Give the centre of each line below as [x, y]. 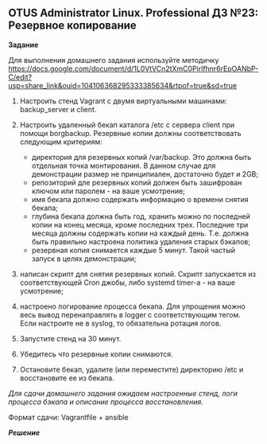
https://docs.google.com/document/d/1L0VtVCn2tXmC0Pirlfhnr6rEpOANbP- [133, 68]
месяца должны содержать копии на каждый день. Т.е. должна [140, 233]
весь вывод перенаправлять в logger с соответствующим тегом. [130, 314]
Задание [23, 45]
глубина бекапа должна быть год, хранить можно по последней [141, 216]
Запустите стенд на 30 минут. [70, 338]
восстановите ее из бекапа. [67, 378]
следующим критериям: [61, 142]
